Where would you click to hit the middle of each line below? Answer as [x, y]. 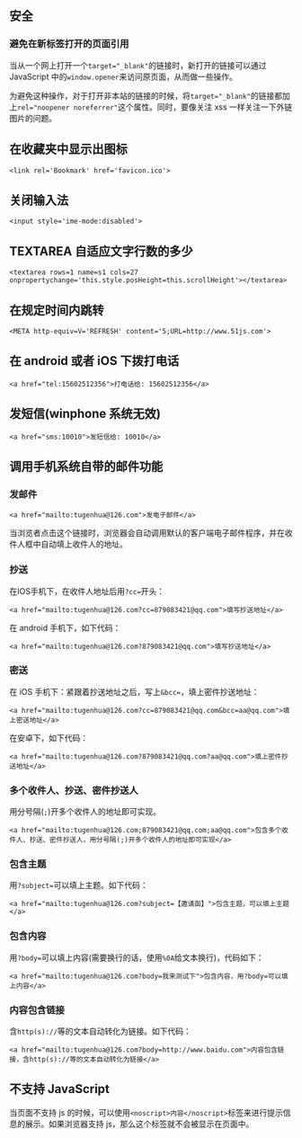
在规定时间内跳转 [57, 310]
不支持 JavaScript [60, 1089]
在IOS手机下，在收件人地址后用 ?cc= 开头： [87, 591]
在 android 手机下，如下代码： [65, 627]
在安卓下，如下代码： [49, 738]
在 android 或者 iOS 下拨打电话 [94, 361]
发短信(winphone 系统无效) [85, 414]
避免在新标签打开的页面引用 [69, 44]
